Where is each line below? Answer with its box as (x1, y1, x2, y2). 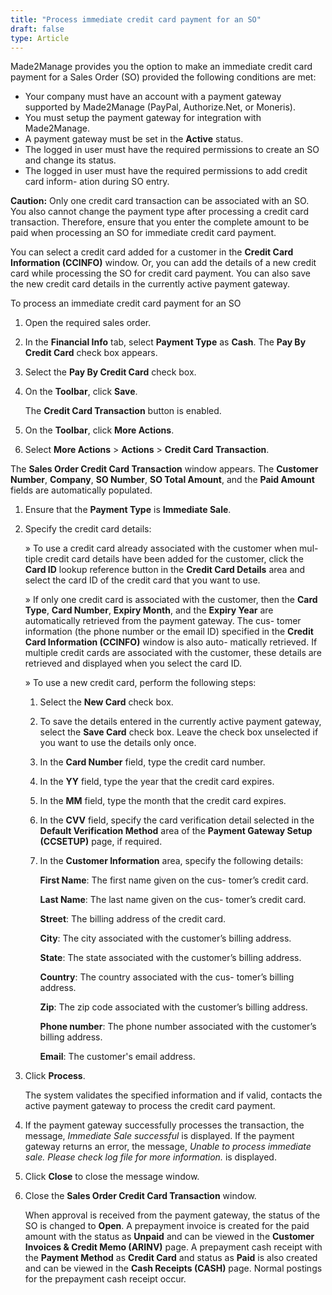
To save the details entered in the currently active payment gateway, (39, 716, 322, 728)
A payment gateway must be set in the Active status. (24, 133, 244, 145)
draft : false (10, 24, 65, 34)
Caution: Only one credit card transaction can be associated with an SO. (10, 195, 310, 207)
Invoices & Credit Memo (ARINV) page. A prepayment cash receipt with (24, 1241, 323, 1253)
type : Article (10, 33, 70, 43)
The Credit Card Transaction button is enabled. (24, 405, 222, 417)
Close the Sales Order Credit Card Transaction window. (24, 1190, 257, 1202)
